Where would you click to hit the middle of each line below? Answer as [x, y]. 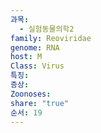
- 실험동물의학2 [47, 29]
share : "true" [40, 103]
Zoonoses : [31, 94]
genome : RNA [35, 47]
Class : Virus [37, 66]
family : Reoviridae [51, 38]
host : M [26, 57]
